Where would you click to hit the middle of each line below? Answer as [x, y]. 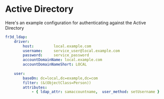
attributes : [35, 87]
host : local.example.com [57, 46]
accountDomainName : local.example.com [63, 60]
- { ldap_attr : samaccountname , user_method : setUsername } [96, 92]
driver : [22, 41]
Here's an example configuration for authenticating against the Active [76, 23]
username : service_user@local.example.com [71, 51]
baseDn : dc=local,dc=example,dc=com [60, 78]
